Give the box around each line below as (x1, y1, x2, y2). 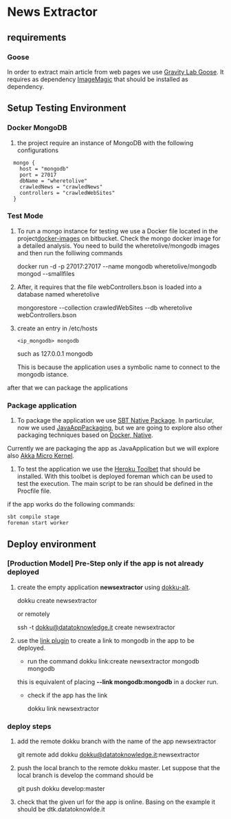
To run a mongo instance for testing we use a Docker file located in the (16, 226, 219, 235)
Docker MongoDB (7, 123, 67, 133)
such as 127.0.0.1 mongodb (16, 349, 93, 358)
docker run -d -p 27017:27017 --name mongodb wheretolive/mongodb (16, 262, 217, 270)
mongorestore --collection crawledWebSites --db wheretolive (16, 304, 192, 312)
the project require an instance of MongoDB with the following (16, 138, 194, 147)
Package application (7, 401, 77, 410)
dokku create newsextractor (16, 596, 98, 604)
